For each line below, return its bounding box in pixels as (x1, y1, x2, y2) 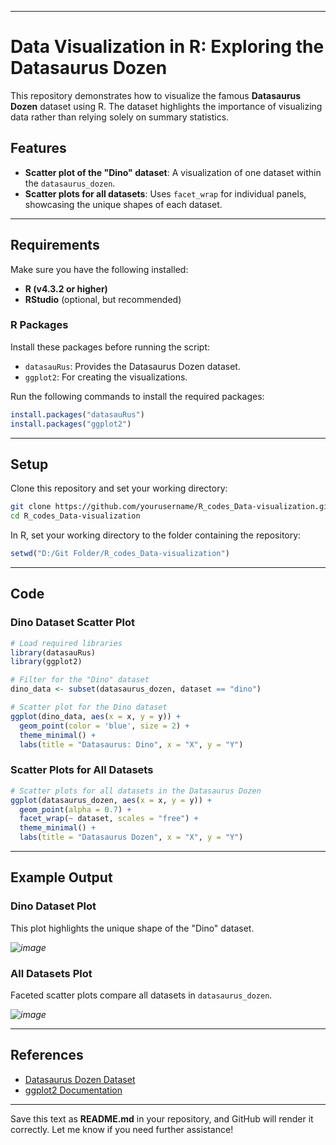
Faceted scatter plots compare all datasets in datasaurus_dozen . (10, 989, 273, 1001)
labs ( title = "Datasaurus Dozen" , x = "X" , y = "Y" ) (19, 832, 244, 843)
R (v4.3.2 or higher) (24, 282, 108, 295)
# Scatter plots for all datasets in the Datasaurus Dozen (10, 786, 262, 796)
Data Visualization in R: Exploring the (10, 36, 325, 58)
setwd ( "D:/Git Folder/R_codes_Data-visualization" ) (10, 549, 230, 559)
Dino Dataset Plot (10, 899, 97, 913)
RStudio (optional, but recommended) (24, 293, 182, 305)
